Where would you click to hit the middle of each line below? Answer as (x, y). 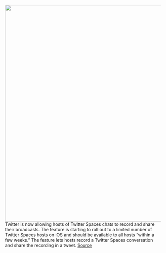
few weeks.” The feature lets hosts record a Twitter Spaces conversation (79, 240)
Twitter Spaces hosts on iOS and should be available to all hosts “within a (80, 235)
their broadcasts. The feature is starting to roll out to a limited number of (79, 229)
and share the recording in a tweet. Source (49, 245)
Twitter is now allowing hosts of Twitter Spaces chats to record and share (80, 224)
